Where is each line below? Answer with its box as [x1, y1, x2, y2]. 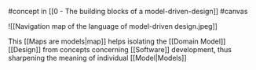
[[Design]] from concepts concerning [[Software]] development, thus [8, 45, 232, 54]
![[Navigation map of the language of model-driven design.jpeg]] [8, 22, 218, 30]
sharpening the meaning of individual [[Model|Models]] [8, 54, 187, 62]
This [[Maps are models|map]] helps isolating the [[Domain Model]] [8, 37, 226, 46]
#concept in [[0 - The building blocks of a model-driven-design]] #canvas [8, 7, 248, 16]
